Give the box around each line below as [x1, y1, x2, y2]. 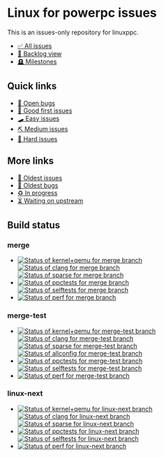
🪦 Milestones [17, 57, 57, 66]
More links [7, 155, 54, 167]
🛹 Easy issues [17, 114, 60, 122]
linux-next [7, 388, 43, 398]
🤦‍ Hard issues [17, 134, 58, 143]
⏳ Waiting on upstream [17, 196, 84, 204]
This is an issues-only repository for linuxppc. [7, 28, 139, 36]
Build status [7, 219, 61, 231]
